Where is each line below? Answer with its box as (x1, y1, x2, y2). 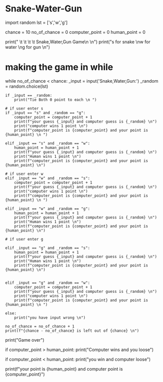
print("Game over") (5, 337, 45, 343)
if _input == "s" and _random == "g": (5, 110, 86, 115)
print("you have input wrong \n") (14, 315, 86, 320)
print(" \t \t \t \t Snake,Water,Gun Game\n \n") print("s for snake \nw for (5, 38, 151, 45)
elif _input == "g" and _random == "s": (5, 245, 91, 251)
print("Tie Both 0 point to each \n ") (14, 97, 97, 102)
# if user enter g (5, 237, 43, 242)
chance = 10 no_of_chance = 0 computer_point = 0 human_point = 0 (5, 29, 146, 35)
